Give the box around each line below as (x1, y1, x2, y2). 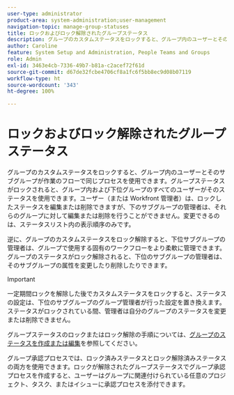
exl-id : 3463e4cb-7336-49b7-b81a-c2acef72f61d (7, 62, 145, 69)
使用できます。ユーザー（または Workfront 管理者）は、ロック (37, 194, 216, 203)
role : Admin (7, 56, 42, 63)
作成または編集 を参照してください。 (37, 339, 141, 348)
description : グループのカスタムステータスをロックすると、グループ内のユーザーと (7, 36, 218, 43)
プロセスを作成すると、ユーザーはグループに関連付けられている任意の (7, 371, 208, 380)
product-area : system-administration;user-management (7, 17, 167, 24)
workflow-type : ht (7, 75, 61, 82)
